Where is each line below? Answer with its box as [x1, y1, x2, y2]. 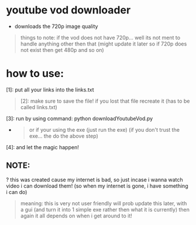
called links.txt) [20, 103, 57, 111]
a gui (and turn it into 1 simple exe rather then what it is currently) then [20, 206, 190, 213]
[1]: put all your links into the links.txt [6, 86, 94, 93]
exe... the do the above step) [29, 132, 98, 139]
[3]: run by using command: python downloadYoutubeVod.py [6, 115, 153, 122]
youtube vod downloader [6, 3, 131, 17]
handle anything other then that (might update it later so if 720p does [20, 40, 187, 47]
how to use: [6, 67, 64, 80]
